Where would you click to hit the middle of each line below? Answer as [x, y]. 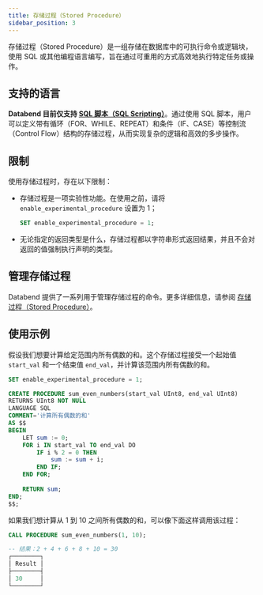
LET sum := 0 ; [45, 438]
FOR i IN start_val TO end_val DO [79, 445]
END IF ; [49, 467]
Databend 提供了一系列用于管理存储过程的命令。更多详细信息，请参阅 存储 [130, 296]
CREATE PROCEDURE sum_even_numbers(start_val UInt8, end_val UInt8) [123, 394]
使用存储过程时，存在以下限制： [60, 182]
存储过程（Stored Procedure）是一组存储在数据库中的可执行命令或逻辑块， [130, 46]
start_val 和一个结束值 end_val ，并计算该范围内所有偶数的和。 [111, 364]
